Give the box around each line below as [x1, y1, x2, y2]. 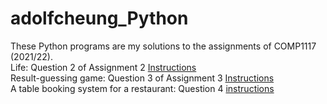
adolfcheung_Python [10, 7, 189, 30]
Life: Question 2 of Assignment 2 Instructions [10, 61, 197, 73]
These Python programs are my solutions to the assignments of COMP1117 [10, 40, 317, 52]
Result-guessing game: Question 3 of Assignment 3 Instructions [10, 72, 275, 84]
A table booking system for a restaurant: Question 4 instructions [10, 82, 275, 94]
